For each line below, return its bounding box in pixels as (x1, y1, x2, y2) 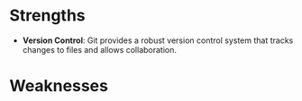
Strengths (9, 5, 86, 26)
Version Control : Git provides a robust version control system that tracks (22, 35, 294, 46)
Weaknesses (9, 76, 108, 97)
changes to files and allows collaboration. (22, 44, 178, 55)
